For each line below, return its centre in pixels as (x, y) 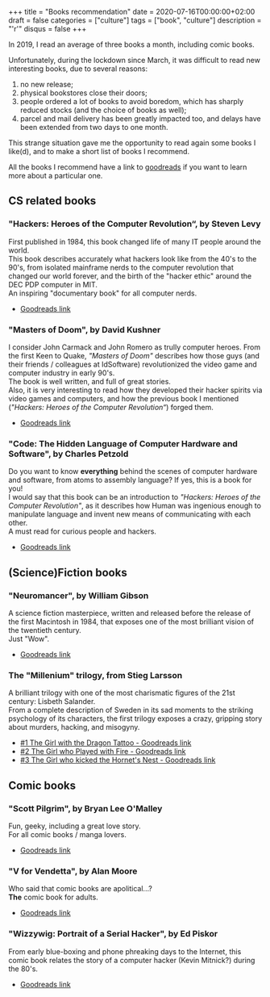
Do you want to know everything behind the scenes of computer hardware (133, 471)
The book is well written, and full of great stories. (90, 381)
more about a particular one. (56, 176)
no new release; (47, 84)
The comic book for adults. (53, 897)
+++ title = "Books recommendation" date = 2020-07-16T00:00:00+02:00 (132, 12)
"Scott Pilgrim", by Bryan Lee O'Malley (85, 808)
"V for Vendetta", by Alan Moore (73, 871)
